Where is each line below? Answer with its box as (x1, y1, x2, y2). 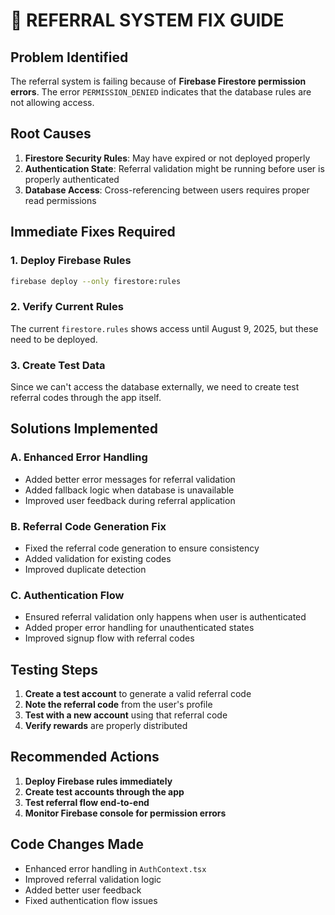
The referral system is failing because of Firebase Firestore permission (10, 75, 307, 87)
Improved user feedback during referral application (24, 494, 236, 506)
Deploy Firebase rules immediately (24, 775, 173, 787)
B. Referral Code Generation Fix (10, 519, 167, 533)
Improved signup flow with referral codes (24, 632, 195, 644)
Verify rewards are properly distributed (24, 720, 188, 732)
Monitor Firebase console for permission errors (24, 807, 227, 819)
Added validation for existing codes (24, 552, 172, 564)
